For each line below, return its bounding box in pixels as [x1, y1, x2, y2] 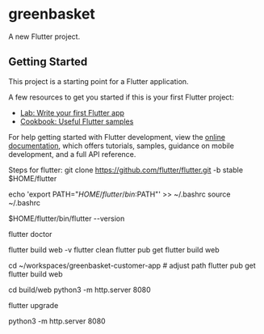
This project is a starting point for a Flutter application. [8, 76, 189, 86]
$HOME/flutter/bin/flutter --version [8, 214, 125, 223]
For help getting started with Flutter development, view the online [8, 132, 226, 142]
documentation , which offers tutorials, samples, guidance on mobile [8, 141, 234, 150]
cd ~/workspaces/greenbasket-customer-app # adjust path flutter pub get [8, 260, 256, 270]
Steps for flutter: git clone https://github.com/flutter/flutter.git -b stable [8, 165, 244, 175]
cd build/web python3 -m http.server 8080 [8, 285, 151, 294]
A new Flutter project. [8, 32, 81, 41]
